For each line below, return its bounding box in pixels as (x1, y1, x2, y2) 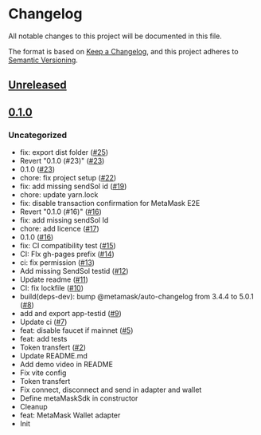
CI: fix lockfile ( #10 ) (19, 283, 84, 293)
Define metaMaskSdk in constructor (19, 393, 138, 403)
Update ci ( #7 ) (19, 317, 68, 327)
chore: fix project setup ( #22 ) (19, 173, 117, 183)
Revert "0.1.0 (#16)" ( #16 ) (19, 207, 102, 216)
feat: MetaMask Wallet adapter (19, 410, 121, 420)
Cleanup (19, 402, 48, 412)
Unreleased (8, 78, 68, 92)
